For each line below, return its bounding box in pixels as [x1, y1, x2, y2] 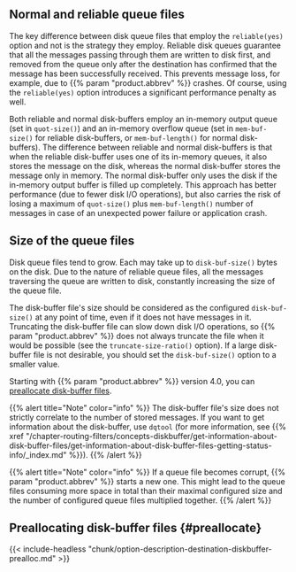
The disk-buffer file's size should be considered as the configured [9, 302, 250, 313]
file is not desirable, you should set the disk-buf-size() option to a [33, 349, 277, 359]
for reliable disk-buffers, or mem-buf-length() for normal [34, 132, 239, 143]
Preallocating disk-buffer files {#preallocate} [9, 521, 262, 536]
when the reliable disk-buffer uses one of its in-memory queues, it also [9, 151, 268, 162]
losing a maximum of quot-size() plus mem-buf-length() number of [9, 198, 254, 209]
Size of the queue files [9, 234, 135, 249]
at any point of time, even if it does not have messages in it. [34, 312, 252, 322]
